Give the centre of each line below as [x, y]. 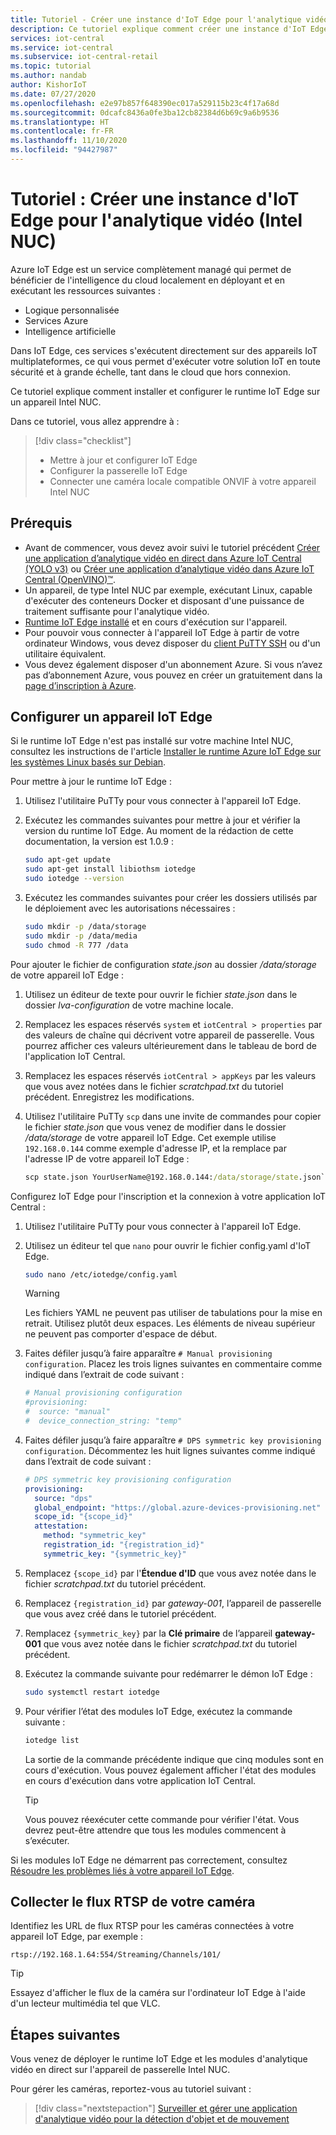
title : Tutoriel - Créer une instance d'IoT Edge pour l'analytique [156, 19]
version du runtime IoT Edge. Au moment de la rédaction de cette [159, 831]
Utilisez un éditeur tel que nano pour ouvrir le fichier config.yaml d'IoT [168, 1245]
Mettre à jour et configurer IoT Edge [123, 460]
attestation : [61, 1526]
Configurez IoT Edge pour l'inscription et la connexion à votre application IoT [168, 1196]
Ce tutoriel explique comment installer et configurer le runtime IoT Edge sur [165, 391]
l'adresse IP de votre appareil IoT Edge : [107, 1158]
